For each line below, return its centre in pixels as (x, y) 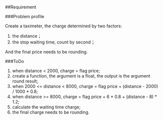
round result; (25, 81)
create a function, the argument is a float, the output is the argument (81, 76)
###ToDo (15, 61)
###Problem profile (25, 16)
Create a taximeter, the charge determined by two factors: (64, 26)
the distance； (27, 36)
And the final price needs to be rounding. (47, 52)
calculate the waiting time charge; (46, 107)
